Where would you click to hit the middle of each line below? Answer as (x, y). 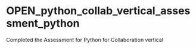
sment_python (43, 23)
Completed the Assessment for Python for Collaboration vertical (85, 40)
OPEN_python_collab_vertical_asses (98, 11)
